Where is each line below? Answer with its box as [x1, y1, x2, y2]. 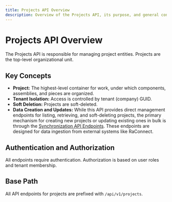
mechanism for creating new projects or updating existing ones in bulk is [12, 118, 166, 124]
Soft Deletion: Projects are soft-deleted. [12, 101, 98, 107]
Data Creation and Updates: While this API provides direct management [12, 107, 165, 113]
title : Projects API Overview [5, 7, 70, 13]
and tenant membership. [5, 162, 57, 169]
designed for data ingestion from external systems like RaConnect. [12, 128, 154, 134]
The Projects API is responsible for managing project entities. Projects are [5, 51, 161, 57]
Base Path [5, 177, 38, 186]
